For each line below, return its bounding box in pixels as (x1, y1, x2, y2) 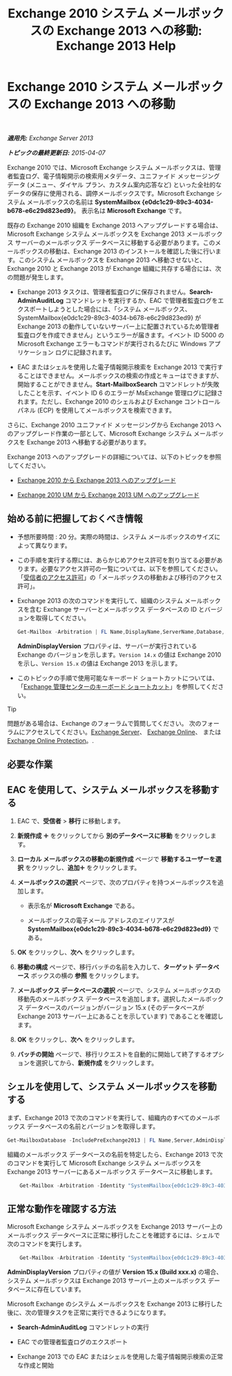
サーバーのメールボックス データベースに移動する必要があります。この (14, 238, 215, 247)
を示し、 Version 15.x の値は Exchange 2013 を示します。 (17, 659, 182, 667)
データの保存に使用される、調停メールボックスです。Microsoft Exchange (7, 189, 215, 197)
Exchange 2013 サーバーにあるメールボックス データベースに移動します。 (7, 1167, 216, 1176)
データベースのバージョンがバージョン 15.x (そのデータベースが (25, 1003, 205, 1012)
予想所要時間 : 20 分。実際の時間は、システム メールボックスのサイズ (17, 532, 215, 540)
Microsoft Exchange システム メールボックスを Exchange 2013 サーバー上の (7, 1223, 223, 1231)
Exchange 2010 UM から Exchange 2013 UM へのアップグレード (17, 491, 200, 499)
